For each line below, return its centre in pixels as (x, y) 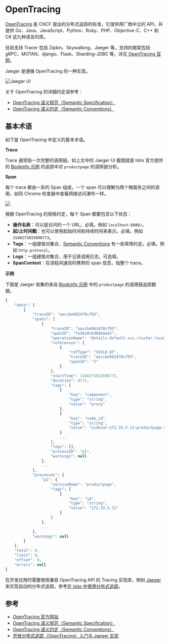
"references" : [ (68, 343)
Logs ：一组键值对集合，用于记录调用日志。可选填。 (67, 256)
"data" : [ (25, 305)
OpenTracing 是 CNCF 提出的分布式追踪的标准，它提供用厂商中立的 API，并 (84, 24)
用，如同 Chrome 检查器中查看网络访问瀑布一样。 (57, 194)
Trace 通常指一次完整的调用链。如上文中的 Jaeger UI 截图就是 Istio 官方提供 (84, 160)
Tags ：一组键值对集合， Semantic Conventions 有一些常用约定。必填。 (86, 244)
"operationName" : (69, 338)
